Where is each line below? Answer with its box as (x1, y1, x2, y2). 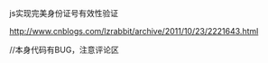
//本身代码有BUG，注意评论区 (9, 44, 120, 55)
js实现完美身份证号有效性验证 (9, 8, 119, 18)
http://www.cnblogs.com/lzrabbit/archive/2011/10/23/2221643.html (9, 26, 259, 36)
